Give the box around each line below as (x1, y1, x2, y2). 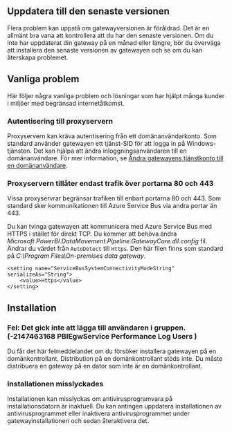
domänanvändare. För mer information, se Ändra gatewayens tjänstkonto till (7, 153, 224, 162)
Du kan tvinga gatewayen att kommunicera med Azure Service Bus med (7, 223, 213, 231)
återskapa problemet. (7, 53, 69, 62)
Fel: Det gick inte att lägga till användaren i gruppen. (7, 323, 186, 332)
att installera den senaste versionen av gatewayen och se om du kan (7, 46, 203, 54)
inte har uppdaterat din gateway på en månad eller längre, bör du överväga (7, 38, 222, 47)
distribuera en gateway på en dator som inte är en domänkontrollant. (7, 361, 203, 370)
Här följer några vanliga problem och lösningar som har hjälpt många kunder (7, 91, 225, 100)
